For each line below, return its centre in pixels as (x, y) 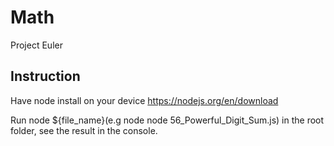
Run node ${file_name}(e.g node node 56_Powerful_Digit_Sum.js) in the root (167, 120)
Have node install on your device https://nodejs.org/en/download (144, 100)
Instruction (45, 76)
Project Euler (36, 45)
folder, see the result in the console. (84, 130)
